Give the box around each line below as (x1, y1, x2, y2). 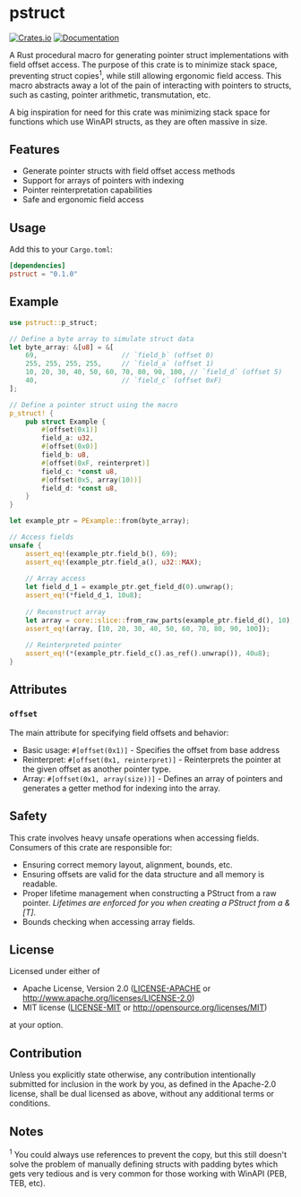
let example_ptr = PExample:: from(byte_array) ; (9, 517, 191, 526)
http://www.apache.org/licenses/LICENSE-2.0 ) (21, 993, 195, 1004)
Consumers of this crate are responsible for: (9, 842, 173, 852)
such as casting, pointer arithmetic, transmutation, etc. (9, 89, 211, 100)
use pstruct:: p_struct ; (9, 318, 99, 327)
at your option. (9, 1020, 64, 1030)
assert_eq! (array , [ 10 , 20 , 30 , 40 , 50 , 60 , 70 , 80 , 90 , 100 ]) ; (25, 624, 271, 633)
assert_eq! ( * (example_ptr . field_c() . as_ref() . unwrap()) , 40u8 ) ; (25, 649, 271, 658)
